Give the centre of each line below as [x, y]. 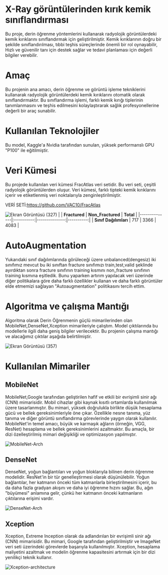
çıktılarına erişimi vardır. [29, 499]
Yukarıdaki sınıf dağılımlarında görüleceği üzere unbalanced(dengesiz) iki [81, 259]
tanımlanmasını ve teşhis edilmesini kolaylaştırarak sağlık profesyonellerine [82, 105]
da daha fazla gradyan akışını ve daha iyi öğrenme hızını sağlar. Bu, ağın [79, 488]
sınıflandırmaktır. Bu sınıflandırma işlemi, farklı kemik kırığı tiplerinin [74, 100]
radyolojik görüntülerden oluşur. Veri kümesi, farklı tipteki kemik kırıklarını [80, 190]
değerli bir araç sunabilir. [31, 110]
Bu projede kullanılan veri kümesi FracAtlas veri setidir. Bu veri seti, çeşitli [80, 184]
